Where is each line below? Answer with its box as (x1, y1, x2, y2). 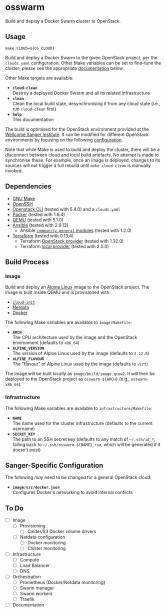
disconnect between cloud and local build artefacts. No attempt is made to (5, 151, 159, 157)
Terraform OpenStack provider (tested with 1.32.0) (19, 238, 124, 244)
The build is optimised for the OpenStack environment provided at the (5, 126, 149, 132)
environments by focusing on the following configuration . (5, 136, 123, 142)
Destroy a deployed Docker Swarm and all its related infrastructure (12, 89, 150, 96)
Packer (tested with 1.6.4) (12, 211, 65, 217)
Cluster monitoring (27, 545, 66, 551)
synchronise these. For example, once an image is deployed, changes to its (5, 157, 160, 163)
